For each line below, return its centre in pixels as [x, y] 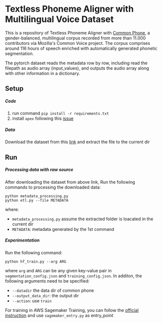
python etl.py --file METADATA [37, 200]
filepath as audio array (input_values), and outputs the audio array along [77, 68]
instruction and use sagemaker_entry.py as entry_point [59, 315]
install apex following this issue [43, 118]
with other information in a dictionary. [43, 73]
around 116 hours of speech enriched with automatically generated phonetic [81, 48]
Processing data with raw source [39, 170]
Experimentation [22, 240]
